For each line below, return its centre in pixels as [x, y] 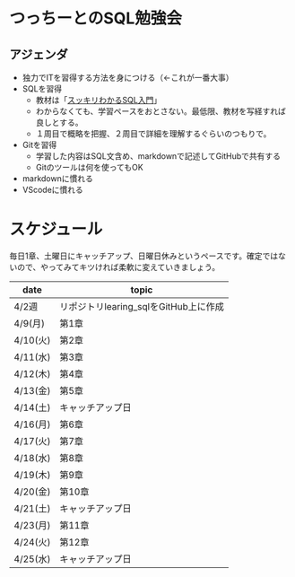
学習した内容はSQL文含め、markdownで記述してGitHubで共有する [158, 156]
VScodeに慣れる [52, 190]
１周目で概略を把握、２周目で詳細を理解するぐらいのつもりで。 [153, 134]
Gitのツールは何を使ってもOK [89, 167]
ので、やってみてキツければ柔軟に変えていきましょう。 [118, 267]
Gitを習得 [39, 145]
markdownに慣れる [58, 179]
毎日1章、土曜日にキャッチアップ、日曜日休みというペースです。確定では [144, 256]
